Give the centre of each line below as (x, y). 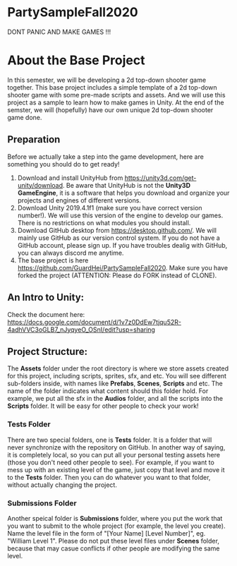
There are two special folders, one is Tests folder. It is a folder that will (110, 440)
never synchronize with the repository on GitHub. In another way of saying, (116, 447)
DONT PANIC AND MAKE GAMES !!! (59, 32)
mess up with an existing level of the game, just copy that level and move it (116, 469)
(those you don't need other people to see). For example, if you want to (111, 462)
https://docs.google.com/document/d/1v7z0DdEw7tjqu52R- (95, 322)
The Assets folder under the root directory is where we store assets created (118, 368)
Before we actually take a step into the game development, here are (106, 157)
